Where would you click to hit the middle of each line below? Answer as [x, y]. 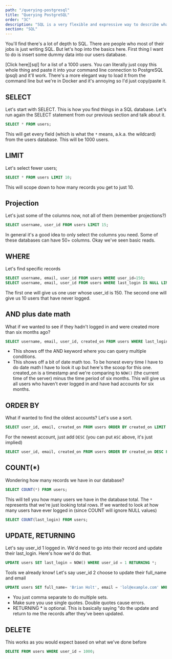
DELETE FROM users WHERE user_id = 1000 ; [50, 651]
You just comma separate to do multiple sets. [60, 597]
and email [16, 578]
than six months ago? [28, 332]
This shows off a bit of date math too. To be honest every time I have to [88, 362]
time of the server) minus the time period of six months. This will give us [89, 378]
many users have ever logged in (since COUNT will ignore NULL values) [81, 510]
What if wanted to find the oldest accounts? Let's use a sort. [69, 418]
